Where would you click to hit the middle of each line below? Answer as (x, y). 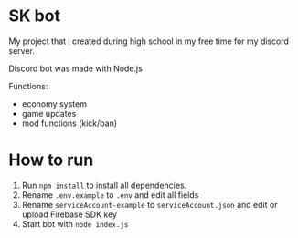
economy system (54, 103)
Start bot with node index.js (75, 223)
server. (22, 50)
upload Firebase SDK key (69, 214)
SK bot (35, 16)
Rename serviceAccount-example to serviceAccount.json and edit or (149, 204)
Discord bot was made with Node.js (75, 68)
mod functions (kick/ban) (69, 123)
